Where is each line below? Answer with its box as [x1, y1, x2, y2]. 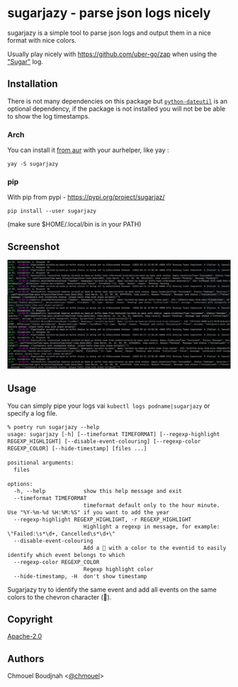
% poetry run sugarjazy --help [7, 423, 100, 431]
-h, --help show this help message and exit [13, 487, 182, 494]
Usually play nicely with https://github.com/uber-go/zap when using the [7, 50, 217, 58]
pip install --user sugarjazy [7, 207, 97, 215]
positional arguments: [7, 459, 74, 466]
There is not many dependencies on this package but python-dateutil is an [7, 97, 228, 105]
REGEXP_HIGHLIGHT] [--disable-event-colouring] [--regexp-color [7, 438, 201, 445]
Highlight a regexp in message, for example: [83, 523, 220, 530]
